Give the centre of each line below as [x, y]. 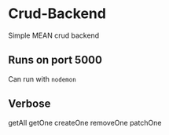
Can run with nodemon [42, 78]
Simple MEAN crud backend [54, 35]
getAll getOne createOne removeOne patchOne [85, 122]
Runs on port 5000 [55, 60]
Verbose [29, 104]
